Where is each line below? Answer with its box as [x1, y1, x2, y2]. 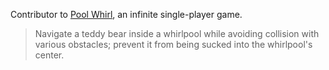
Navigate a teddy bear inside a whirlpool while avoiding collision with [34, 28, 320, 39]
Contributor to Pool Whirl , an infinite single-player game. [10, 9, 243, 20]
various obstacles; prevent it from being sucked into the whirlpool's [34, 39, 313, 50]
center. [34, 49, 65, 61]
